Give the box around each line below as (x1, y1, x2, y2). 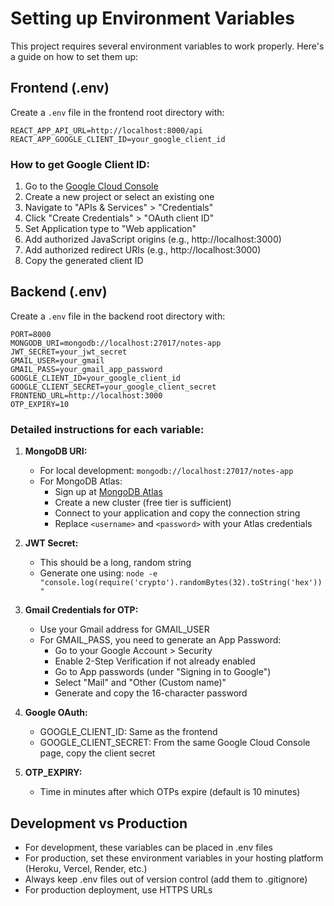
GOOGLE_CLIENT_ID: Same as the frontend (39, 726, 218, 738)
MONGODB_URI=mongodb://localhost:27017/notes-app (10, 338, 222, 348)
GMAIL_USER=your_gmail (10, 355, 105, 366)
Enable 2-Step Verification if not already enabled (54, 655, 256, 667)
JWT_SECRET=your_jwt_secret (10, 347, 128, 357)
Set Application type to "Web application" (24, 223, 197, 235)
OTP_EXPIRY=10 (10, 399, 70, 409)
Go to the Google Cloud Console (24, 180, 159, 192)
